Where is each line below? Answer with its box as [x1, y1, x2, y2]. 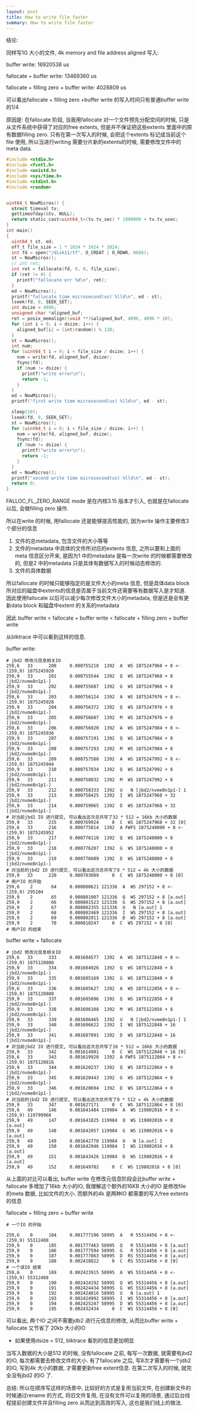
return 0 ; [11, 480, 35, 486]
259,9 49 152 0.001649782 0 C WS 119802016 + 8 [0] [6, 1164, 181, 1170]
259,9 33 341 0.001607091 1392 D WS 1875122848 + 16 [6, 1032, 176, 1038]
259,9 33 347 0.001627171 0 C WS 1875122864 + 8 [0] [6, 1102, 184, 1108]
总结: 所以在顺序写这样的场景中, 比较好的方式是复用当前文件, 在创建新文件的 [6, 1384, 191, 1392]
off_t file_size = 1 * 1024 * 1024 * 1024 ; [11, 244, 121, 250]
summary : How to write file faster [6, 20, 94, 25]
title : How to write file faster [6, 14, 89, 20]
